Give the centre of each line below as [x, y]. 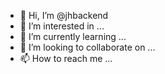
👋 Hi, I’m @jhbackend [64, 15]
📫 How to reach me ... [66, 58]
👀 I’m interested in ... [62, 26]
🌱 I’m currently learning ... [73, 36]
